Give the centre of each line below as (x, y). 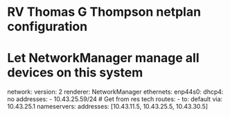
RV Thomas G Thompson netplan (104, 12)
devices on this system (75, 73)
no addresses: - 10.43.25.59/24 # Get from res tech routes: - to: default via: (115, 99)
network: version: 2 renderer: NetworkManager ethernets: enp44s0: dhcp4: (115, 92)
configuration (47, 26)
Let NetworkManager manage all (103, 58)
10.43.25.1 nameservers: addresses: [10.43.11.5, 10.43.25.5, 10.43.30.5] (108, 107)
